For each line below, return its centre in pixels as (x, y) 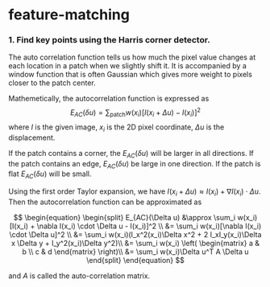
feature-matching (69, 15)
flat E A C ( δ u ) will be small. (50, 175)
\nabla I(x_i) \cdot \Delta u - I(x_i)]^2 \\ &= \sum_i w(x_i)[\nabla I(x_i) (149, 226)
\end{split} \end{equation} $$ (135, 260)
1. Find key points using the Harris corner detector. (110, 40)
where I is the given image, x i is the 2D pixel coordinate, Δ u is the (116, 128)
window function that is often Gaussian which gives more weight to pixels (130, 75)
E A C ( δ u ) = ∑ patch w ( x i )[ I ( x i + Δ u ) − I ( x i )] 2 (135, 113)
